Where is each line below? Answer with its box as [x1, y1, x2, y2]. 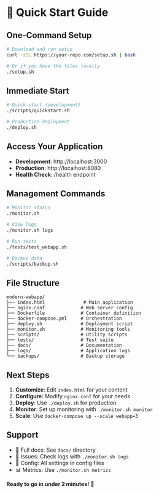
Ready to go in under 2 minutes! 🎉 [6, 480, 95, 487]
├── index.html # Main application [6, 299, 133, 306]
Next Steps [6, 369, 50, 380]
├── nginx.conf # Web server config [6, 305, 133, 311]
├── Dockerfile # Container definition [6, 310, 141, 317]
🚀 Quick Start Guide [6, 6, 109, 20]
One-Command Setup [6, 30, 92, 41]
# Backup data [6, 255, 43, 261]
